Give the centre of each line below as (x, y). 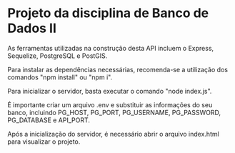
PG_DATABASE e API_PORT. (49, 120)
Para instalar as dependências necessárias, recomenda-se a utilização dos (118, 69)
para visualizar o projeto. (44, 142)
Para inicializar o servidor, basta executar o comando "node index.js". (110, 91)
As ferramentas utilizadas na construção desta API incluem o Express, (111, 48)
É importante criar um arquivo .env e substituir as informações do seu (110, 104)
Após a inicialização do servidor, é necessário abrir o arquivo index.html (113, 134)
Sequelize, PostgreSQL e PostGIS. (57, 56)
